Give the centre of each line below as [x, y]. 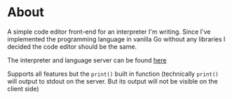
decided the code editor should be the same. [72, 46]
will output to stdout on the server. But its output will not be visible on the [113, 81]
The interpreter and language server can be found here [87, 60]
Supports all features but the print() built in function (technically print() [113, 74]
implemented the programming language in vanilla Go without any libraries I [116, 39]
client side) [23, 88]
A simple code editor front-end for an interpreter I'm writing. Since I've [109, 32]
